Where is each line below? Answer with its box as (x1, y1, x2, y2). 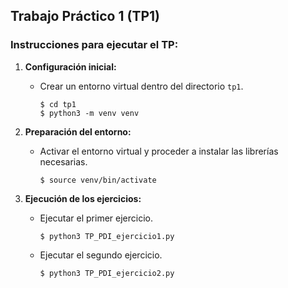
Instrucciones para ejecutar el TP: (10, 38, 179, 52)
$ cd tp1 (39, 99, 77, 109)
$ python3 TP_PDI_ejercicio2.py (39, 268, 175, 278)
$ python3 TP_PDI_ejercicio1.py (39, 231, 175, 241)
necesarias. (39, 155, 88, 168)
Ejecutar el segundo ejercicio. (39, 249, 163, 261)
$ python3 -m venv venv (39, 108, 140, 118)
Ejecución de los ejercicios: (24, 192, 142, 204)
